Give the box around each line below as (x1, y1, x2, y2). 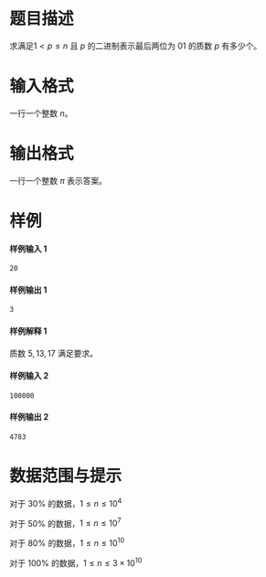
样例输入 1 (9, 243, 48, 254)
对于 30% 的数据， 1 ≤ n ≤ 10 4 (9, 496, 122, 508)
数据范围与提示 (9, 465, 122, 486)
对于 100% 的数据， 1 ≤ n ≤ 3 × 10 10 (9, 555, 143, 568)
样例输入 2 (9, 370, 49, 381)
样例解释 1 (9, 326, 48, 337)
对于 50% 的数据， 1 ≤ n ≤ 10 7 (9, 516, 122, 529)
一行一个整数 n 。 (9, 107, 73, 119)
